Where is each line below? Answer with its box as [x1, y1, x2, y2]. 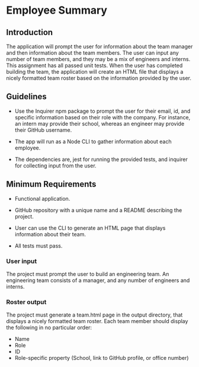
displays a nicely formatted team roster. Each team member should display [6, 318, 188, 325]
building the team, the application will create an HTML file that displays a [6, 68, 184, 75]
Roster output [6, 298, 47, 306]
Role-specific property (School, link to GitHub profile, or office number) [14, 355, 189, 362]
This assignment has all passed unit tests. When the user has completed [6, 62, 183, 69]
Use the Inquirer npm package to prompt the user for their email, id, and [14, 107, 191, 115]
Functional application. [14, 195, 70, 202]
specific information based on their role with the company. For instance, [14, 113, 191, 121]
